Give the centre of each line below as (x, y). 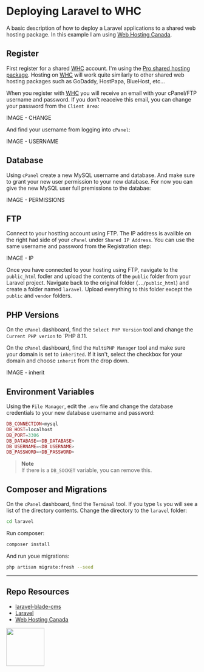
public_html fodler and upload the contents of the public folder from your (99, 276)
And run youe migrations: (38, 556)
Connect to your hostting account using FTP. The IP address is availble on (99, 234)
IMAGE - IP (20, 258)
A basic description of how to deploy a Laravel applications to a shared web (101, 28)
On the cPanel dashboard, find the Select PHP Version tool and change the (100, 330)
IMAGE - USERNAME (32, 141)
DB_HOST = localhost (29, 429)
